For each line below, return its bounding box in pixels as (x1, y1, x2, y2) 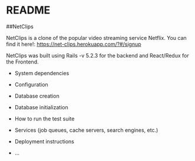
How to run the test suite (14, 115, 75, 122)
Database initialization (14, 103, 69, 110)
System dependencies (14, 69, 70, 76)
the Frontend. (6, 58, 39, 65)
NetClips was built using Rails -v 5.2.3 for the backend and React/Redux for (6, 52, 190, 59)
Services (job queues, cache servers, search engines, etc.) (14, 126, 158, 133)
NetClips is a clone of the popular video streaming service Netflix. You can (6, 34, 187, 41)
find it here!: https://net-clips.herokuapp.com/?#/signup (6, 41, 141, 48)
